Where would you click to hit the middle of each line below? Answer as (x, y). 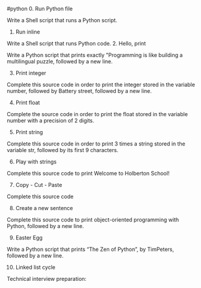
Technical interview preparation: (46, 279)
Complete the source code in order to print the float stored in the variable (97, 114)
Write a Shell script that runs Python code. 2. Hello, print (76, 43)
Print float (28, 102)
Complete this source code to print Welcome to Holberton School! (88, 173)
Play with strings (36, 162)
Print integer (31, 73)
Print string (29, 132)
